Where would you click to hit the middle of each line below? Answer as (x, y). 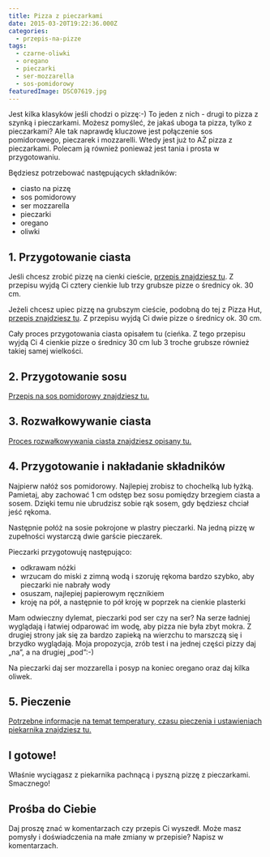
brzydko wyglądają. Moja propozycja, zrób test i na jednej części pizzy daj (133, 643)
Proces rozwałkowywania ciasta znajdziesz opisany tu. (100, 441)
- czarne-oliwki (43, 53)
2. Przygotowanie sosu (68, 376)
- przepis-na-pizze (49, 38)
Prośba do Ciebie (53, 809)
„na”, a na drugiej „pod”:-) (51, 652)
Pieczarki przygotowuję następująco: (70, 552)
